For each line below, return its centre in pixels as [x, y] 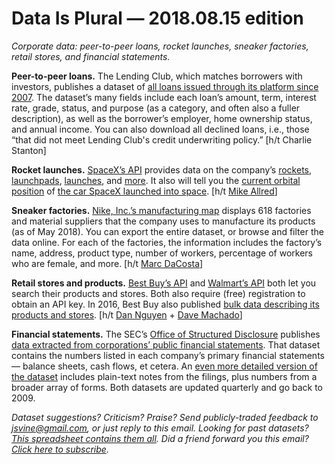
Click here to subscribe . [60, 449]
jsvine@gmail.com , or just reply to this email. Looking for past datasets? [160, 428]
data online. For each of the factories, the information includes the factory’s [167, 242]
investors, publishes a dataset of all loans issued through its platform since [165, 86]
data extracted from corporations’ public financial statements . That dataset [166, 344]
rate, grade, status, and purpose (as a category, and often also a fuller [156, 108]
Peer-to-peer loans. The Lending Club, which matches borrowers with [157, 76]
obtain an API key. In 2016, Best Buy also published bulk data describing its [165, 304]
